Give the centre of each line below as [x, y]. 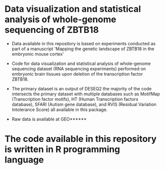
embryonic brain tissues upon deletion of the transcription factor [77, 74]
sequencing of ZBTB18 [52, 30]
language [24, 160]
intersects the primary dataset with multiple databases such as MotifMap [86, 94]
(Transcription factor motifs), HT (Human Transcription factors [75, 99]
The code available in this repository [81, 139]
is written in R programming [62, 150]
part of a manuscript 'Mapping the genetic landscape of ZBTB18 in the [83, 49]
